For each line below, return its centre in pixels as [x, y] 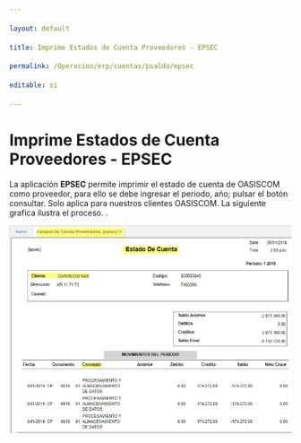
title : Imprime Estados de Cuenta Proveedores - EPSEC [114, 48]
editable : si [34, 85]
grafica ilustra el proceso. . [59, 213]
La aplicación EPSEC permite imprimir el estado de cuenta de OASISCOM [145, 184]
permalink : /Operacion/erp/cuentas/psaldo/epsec [102, 66]
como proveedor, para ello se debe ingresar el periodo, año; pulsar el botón [149, 194]
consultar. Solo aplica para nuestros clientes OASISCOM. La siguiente [138, 203]
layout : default [39, 28]
